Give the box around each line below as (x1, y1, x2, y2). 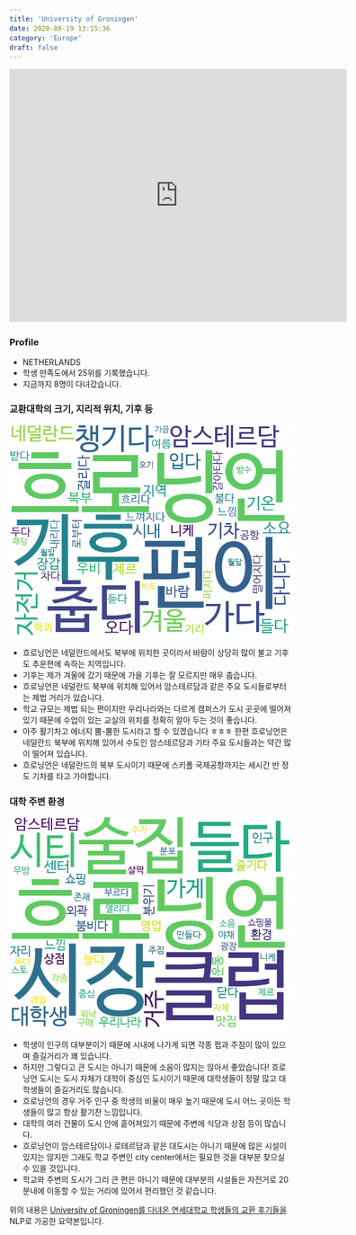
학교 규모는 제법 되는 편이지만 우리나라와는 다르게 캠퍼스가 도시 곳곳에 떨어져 (22, 703, 292, 714)
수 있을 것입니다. (22, 1163, 81, 1174)
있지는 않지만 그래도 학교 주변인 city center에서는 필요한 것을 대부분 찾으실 (22, 1151, 286, 1163)
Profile (9, 336, 40, 349)
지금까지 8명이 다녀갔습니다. (22, 378, 121, 389)
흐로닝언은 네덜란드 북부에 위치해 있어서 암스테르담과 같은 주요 (22, 680, 241, 691)
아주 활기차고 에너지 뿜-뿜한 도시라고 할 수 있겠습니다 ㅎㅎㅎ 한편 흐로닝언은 (22, 725, 288, 736)
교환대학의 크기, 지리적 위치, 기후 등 (9, 403, 154, 415)
